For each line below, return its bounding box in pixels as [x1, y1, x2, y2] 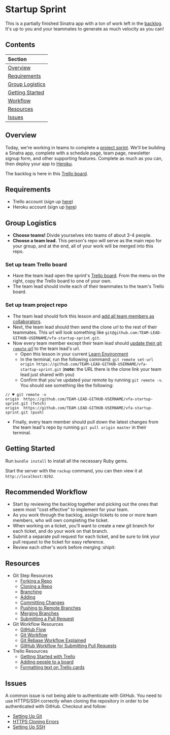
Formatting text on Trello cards [20, 664, 85, 670]
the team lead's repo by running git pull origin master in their [12, 424, 147, 430]
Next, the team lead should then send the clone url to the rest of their [12, 324, 157, 330]
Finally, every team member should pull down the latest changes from [12, 419, 159, 425]
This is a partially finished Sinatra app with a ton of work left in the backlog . [5, 20, 163, 26]
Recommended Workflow [5, 488, 88, 496]
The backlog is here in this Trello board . [5, 170, 88, 176]
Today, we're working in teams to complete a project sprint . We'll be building [5, 144, 165, 150]
